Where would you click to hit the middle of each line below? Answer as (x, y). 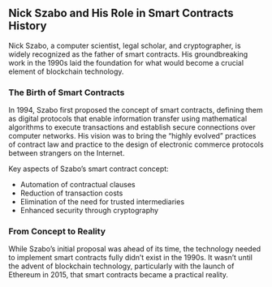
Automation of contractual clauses (78, 185)
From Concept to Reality (57, 232)
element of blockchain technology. (66, 71)
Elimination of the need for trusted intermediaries (102, 202)
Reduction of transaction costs (71, 193)
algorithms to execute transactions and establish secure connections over (132, 127)
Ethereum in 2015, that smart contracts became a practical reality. (119, 275)
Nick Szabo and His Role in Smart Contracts (121, 13)
